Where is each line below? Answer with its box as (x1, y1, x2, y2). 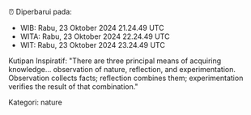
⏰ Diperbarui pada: (8, 7, 73, 16)
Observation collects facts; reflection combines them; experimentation (8, 73, 244, 83)
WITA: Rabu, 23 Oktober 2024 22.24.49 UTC (19, 32, 170, 41)
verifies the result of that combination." (8, 82, 139, 92)
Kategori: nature (8, 97, 62, 107)
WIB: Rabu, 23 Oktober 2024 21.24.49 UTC (19, 23, 164, 32)
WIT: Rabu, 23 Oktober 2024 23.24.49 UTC (19, 40, 166, 49)
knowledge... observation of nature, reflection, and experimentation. (8, 65, 236, 74)
